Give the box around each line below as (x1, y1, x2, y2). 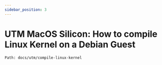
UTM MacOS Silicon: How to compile (4, 28, 158, 39)
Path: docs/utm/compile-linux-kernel (4, 55, 82, 60)
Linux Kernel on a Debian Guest (4, 39, 136, 50)
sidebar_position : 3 (4, 7, 47, 12)
